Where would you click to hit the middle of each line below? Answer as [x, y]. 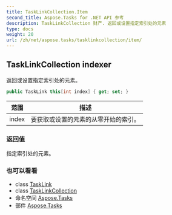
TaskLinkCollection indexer [59, 65]
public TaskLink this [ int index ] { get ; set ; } [68, 92]
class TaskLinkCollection [46, 191]
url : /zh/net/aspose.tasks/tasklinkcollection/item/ [74, 40]
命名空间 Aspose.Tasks [44, 198]
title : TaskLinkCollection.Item [47, 12]
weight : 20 [20, 35]
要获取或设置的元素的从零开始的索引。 [85, 119]
